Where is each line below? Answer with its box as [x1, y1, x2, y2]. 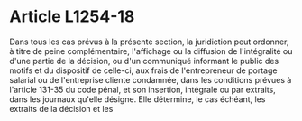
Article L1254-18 [9, 6, 135, 27]
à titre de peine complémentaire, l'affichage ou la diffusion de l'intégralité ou [9, 45, 293, 56]
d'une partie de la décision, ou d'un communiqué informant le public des [9, 55, 279, 66]
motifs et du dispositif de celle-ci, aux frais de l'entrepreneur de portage [9, 65, 278, 76]
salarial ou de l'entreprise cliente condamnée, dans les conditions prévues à [9, 74, 292, 85]
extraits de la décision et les [9, 103, 114, 114]
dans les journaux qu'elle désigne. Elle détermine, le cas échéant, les [9, 93, 266, 105]
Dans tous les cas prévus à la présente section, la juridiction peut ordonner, [9, 36, 289, 47]
